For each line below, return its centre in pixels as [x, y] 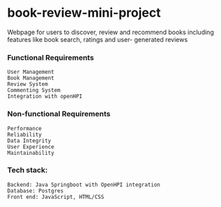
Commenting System [34, 91]
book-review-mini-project [84, 13]
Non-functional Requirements [59, 114]
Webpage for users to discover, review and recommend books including [110, 32]
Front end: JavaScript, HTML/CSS [56, 197]
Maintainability [31, 153]
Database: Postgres [36, 191]
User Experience [31, 147]
